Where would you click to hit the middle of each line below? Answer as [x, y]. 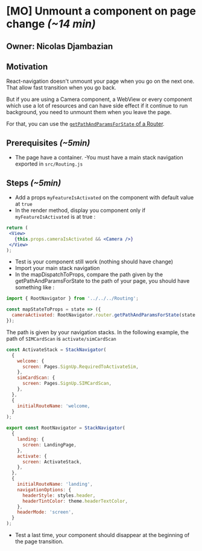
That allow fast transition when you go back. [61, 88]
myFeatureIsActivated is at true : [55, 217]
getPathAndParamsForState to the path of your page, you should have [102, 281]
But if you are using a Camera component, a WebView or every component [99, 99]
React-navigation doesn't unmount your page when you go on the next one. [100, 81]
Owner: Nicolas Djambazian [60, 46]
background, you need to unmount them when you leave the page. [89, 112]
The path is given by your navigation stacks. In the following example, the [97, 332]
